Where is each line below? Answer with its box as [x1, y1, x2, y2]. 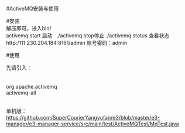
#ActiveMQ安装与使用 [6, 5, 59, 12]
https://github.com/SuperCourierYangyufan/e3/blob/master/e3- [6, 114, 160, 121]
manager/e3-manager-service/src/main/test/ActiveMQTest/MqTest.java [6, 120, 180, 127]
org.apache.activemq [6, 83, 57, 90]
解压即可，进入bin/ [6, 25, 52, 32]
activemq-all [6, 89, 36, 96]
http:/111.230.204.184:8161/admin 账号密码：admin [6, 40, 128, 46]
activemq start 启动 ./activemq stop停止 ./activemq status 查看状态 [6, 32, 170, 39]
